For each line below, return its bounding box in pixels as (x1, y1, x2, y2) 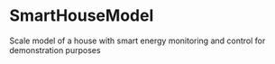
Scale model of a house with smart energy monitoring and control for (9, 35, 266, 46)
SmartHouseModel (9, 5, 154, 26)
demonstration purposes (9, 44, 101, 55)
